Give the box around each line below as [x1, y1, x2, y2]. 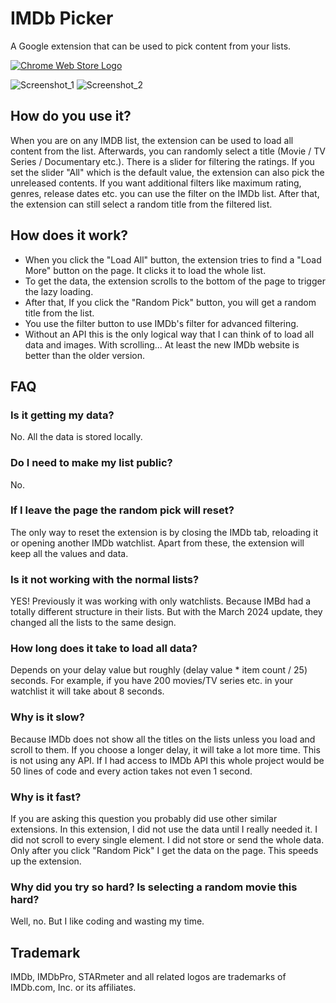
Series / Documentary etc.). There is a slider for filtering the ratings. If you [10, 155, 315, 167]
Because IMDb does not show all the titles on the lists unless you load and [10, 733, 316, 745]
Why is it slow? [10, 710, 85, 724]
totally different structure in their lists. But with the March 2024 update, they [10, 606, 323, 618]
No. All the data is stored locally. [10, 431, 143, 443]
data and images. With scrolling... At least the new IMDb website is [24, 338, 300, 351]
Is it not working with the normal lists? [10, 572, 200, 586]
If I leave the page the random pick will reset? [10, 503, 235, 517]
